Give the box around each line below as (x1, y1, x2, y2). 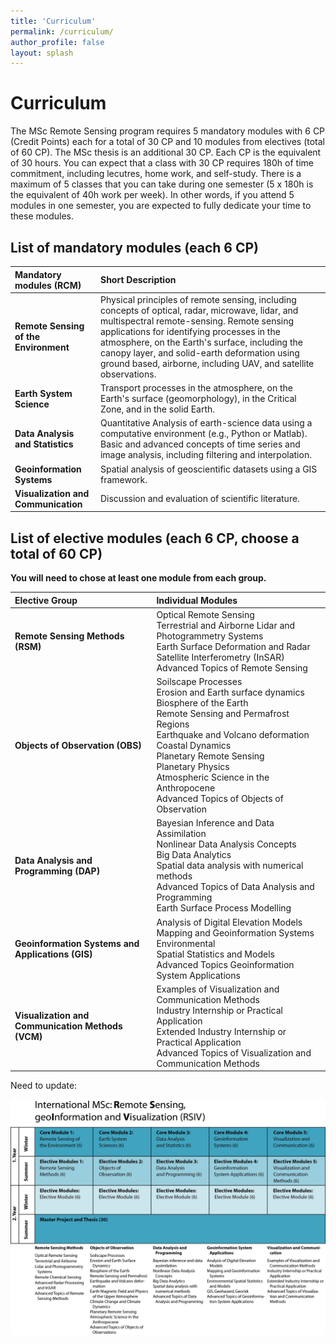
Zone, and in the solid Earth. (99, 403, 216, 415)
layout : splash (10, 48, 74, 58)
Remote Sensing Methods (14, 630, 125, 642)
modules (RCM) (14, 279, 82, 291)
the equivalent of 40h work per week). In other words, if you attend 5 (10, 189, 295, 201)
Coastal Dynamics (156, 740, 232, 752)
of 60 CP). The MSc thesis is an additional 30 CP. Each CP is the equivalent (10, 146, 322, 159)
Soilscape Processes (156, 676, 243, 688)
